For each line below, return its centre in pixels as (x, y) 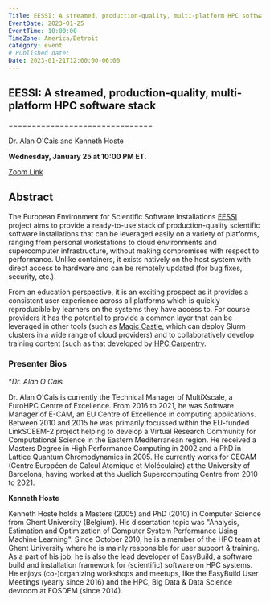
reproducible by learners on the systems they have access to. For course (129, 309)
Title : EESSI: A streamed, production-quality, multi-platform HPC (124, 16)
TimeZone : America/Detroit (53, 38)
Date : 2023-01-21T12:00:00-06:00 (64, 61)
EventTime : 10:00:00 (43, 31)
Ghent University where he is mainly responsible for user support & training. (134, 548)
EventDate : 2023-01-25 (46, 23)
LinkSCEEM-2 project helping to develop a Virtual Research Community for (132, 431)
